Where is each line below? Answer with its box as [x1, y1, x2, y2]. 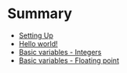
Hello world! [18, 38, 58, 48]
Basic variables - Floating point [18, 56, 119, 65]
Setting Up [18, 31, 54, 40]
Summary [7, 5, 72, 23]
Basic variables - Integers [18, 47, 102, 57]
